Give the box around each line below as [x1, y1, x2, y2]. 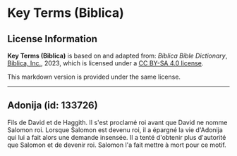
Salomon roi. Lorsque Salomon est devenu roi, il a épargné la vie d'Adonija [7, 125, 224, 134]
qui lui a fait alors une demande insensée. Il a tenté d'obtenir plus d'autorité [7, 133, 226, 141]
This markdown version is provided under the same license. [7, 72, 181, 81]
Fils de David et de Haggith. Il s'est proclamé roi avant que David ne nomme [7, 118, 228, 126]
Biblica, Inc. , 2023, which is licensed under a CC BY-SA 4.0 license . [7, 59, 204, 67]
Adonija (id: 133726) [7, 100, 98, 112]
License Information [7, 33, 97, 45]
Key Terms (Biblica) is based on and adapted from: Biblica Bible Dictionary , [7, 51, 228, 60]
